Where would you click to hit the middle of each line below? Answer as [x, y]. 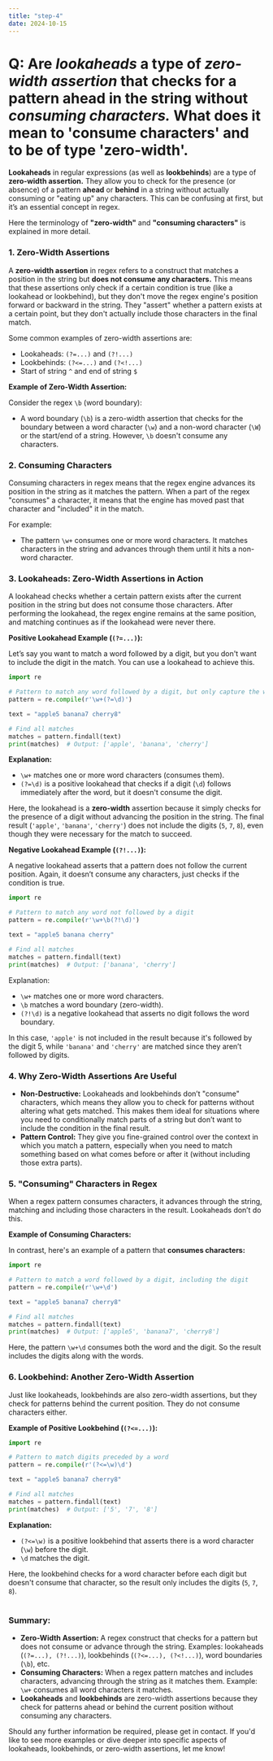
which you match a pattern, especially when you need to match [126, 1145]
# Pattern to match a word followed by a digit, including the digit [129, 1280]
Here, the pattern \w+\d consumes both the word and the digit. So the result [135, 1347]
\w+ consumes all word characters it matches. [96, 1690]
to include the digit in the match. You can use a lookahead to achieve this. [132, 663]
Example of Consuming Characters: [70, 1235]
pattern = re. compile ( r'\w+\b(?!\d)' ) [74, 920]
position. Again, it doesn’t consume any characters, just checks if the [124, 874]
